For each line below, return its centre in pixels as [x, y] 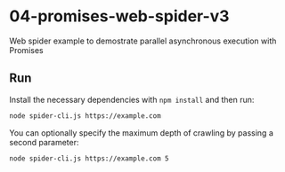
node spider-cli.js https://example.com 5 [89, 158]
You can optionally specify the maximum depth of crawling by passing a [142, 133]
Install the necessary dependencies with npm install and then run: [132, 99]
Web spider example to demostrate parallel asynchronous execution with [143, 41]
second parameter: [44, 142]
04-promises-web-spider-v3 [119, 16]
